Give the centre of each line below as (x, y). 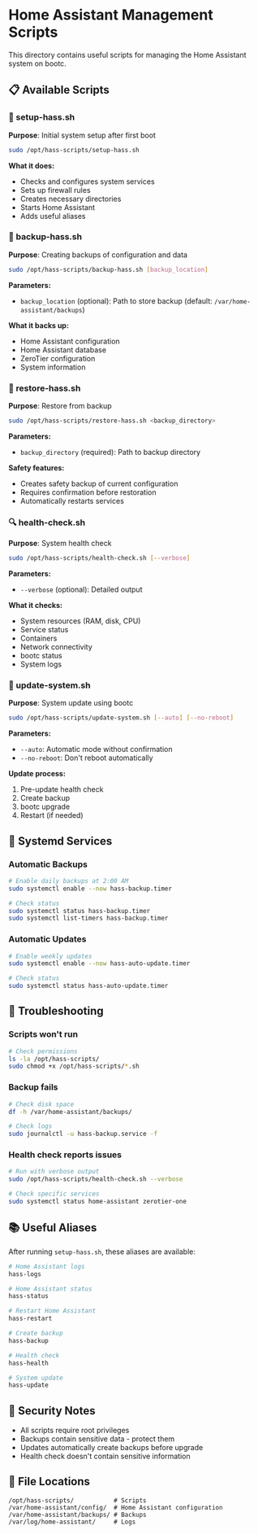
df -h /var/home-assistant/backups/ (70, 1112)
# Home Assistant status (50, 1289)
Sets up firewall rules (55, 190)
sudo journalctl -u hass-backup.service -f (83, 1134)
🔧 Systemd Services (60, 841)
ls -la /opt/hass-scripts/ (54, 1059)
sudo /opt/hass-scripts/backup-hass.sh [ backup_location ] (108, 269)
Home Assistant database (63, 350)
